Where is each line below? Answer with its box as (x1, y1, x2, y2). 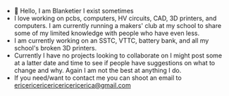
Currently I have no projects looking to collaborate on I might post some (13, 51, 223, 60)
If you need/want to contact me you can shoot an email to (13, 74, 182, 82)
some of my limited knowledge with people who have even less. (13, 29, 199, 37)
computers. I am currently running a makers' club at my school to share (13, 22, 222, 29)
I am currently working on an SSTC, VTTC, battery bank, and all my (13, 36, 209, 45)
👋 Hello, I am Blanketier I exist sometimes (13, 7, 134, 15)
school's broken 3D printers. (13, 44, 97, 52)
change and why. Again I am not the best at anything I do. (13, 67, 182, 74)
